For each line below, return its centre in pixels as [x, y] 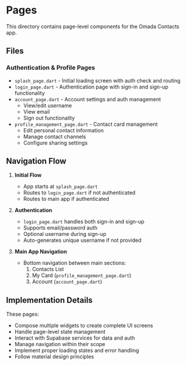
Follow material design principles [54, 357]
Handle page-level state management [60, 332]
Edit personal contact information [63, 130]
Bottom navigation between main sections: [75, 263]
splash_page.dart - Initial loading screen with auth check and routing [97, 80]
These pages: [23, 314]
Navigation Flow [36, 161]
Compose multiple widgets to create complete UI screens [84, 326]
